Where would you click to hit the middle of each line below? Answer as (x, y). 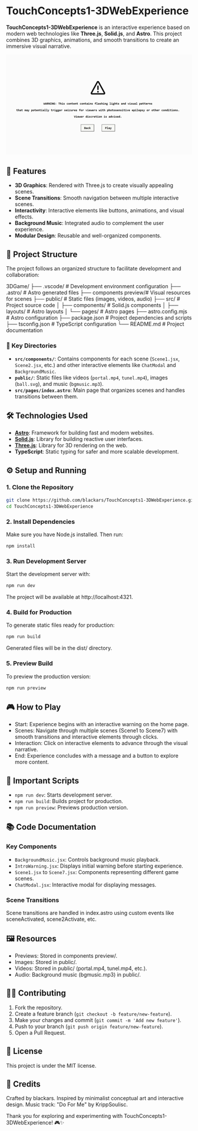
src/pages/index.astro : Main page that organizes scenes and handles (100, 390)
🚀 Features (26, 171)
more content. (32, 762)
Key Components (32, 846)
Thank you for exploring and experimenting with (64, 1116)
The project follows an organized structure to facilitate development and (94, 269)
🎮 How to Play (34, 707)
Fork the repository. (39, 1007)
